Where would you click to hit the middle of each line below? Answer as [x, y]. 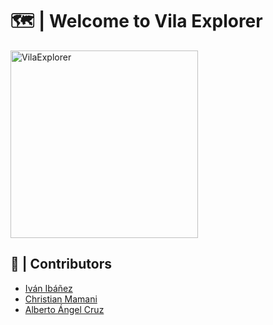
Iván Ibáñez [48, 288]
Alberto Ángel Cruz [64, 309]
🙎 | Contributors [61, 264]
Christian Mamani [61, 299]
